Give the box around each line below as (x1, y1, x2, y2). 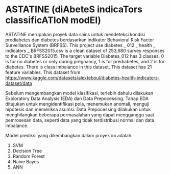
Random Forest (12, 153, 45, 159)
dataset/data (5, 80, 32, 86)
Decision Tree (12, 147, 42, 154)
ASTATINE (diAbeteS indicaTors (5, 4, 143, 15)
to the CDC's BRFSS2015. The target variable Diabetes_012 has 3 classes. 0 (5, 53, 164, 59)
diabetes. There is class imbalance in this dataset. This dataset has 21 (5, 64, 152, 70)
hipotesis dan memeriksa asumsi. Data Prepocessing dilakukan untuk (5, 106, 151, 112)
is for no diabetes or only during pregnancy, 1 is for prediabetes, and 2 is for (5, 58, 165, 64)
